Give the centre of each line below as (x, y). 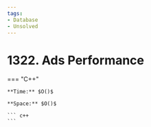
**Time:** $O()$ (30, 92)
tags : (15, 13)
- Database (23, 20)
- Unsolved (23, 26)
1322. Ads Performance (76, 60)
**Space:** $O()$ (32, 104)
